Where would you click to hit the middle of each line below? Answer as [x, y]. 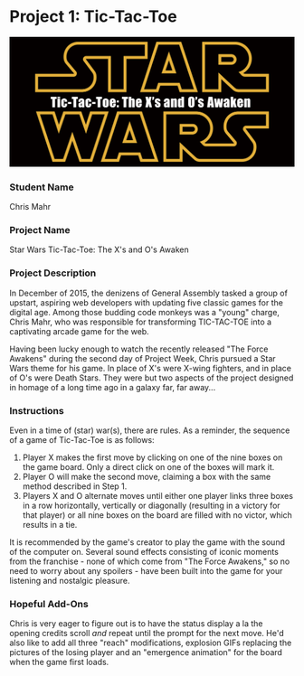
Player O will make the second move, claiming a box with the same [147, 476]
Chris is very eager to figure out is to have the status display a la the [137, 624]
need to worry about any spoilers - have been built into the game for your [146, 570]
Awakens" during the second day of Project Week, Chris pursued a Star [142, 358]
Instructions [37, 410]
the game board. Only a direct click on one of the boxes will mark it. [148, 466]
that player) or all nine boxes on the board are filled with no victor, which [157, 515]
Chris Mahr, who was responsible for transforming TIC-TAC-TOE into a [141, 322]
